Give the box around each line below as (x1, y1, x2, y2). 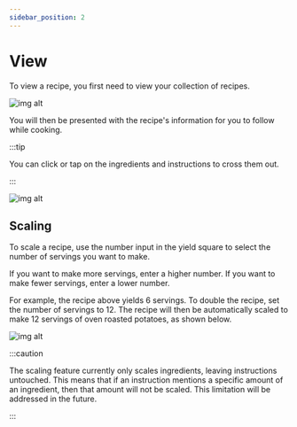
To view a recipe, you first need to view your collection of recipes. (9, 81, 250, 91)
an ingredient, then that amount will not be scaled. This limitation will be (9, 384, 271, 395)
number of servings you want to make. (9, 252, 151, 262)
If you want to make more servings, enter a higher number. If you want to (9, 268, 276, 279)
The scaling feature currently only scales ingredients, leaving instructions (9, 365, 277, 377)
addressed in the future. (9, 393, 98, 404)
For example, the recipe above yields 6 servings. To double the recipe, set (9, 295, 280, 306)
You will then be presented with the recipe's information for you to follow (9, 114, 275, 125)
